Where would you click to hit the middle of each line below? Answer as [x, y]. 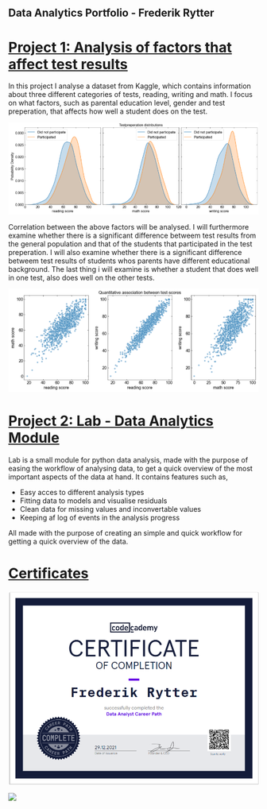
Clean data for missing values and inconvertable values [110, 509]
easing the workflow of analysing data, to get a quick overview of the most [130, 468]
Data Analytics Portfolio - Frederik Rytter [111, 13]
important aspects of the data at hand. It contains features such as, [118, 477]
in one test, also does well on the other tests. [81, 278]
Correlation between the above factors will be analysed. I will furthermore [129, 227]
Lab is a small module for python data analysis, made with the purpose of [128, 459]
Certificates [48, 573]
